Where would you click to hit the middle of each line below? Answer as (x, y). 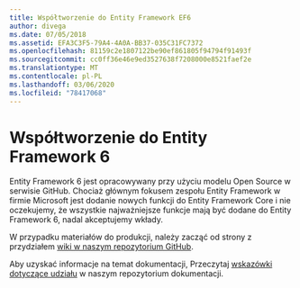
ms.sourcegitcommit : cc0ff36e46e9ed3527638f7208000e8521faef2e (131, 59)
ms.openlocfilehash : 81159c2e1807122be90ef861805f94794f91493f (131, 51)
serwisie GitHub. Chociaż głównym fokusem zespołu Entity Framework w (145, 191)
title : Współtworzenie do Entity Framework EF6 (100, 18)
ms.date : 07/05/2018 (48, 34)
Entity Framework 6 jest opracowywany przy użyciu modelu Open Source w (150, 182)
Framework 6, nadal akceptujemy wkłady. (86, 220)
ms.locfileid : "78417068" (58, 93)
